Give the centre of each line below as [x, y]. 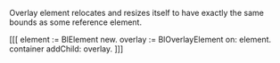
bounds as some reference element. [76, 22]
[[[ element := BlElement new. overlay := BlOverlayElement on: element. [140, 39]
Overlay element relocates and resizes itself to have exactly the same [137, 13]
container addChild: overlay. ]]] [66, 49]
